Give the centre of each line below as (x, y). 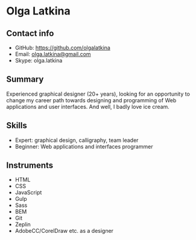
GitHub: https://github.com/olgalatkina (62, 48)
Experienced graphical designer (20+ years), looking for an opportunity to (98, 94)
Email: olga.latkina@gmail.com (53, 54)
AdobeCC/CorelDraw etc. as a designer (64, 231)
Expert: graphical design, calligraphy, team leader (77, 140)
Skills (17, 125)
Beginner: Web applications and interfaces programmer (84, 146)
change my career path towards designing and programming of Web (91, 100)
